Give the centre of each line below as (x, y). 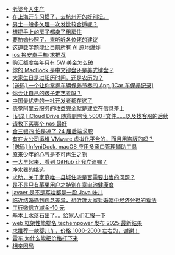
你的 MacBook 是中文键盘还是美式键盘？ (63, 70)
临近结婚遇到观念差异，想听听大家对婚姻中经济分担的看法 (84, 200)
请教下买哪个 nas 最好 (40, 124)
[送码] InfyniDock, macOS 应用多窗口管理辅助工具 (74, 146)
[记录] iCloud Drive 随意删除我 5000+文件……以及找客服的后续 (90, 116)
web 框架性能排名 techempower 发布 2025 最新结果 (77, 223)
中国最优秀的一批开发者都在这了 (52, 101)
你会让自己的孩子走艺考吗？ (47, 93)
